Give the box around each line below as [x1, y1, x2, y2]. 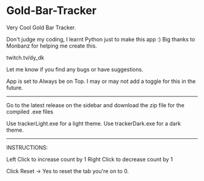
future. [6, 83, 23, 91]
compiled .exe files [6, 108, 53, 115]
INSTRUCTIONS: [6, 144, 48, 151]
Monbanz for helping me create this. [6, 42, 97, 49]
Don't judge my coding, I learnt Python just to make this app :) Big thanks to [6, 35, 195, 43]
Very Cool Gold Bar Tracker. [6, 24, 76, 31]
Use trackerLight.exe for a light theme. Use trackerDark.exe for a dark [6, 119, 181, 127]
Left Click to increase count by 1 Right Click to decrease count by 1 [6, 155, 173, 163]
